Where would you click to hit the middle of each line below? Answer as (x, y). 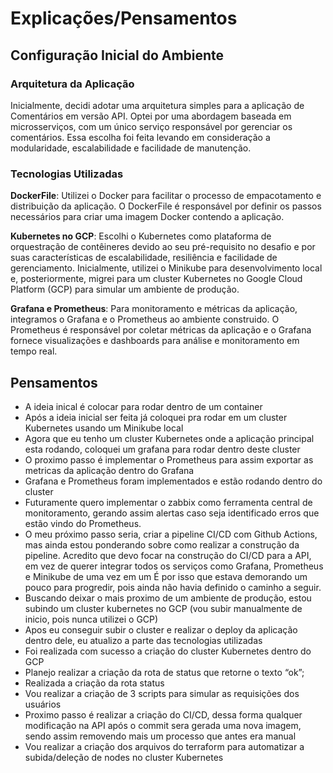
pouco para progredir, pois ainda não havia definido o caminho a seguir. (173, 587)
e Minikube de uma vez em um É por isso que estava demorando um (166, 576)
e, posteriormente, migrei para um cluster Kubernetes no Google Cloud (156, 279)
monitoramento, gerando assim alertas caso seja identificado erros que (172, 513)
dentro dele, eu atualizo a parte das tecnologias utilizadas (143, 640)
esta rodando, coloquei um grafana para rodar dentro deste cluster (162, 449)
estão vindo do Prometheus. (83, 523)
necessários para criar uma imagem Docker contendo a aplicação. (147, 217)
